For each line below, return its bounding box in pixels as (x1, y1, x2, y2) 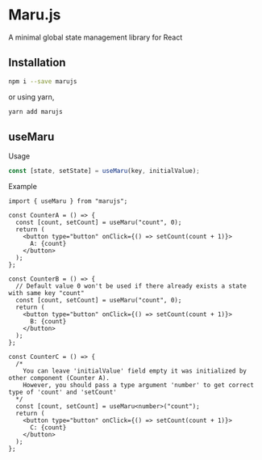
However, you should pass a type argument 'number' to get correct (23, 382, 254, 390)
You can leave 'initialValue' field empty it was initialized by (23, 367, 247, 375)
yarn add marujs (8, 108, 63, 116)
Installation (8, 56, 66, 70)
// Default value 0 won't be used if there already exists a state (15, 282, 247, 290)
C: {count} (29, 424, 67, 432)
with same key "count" (8, 289, 85, 298)
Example (8, 182, 38, 192)
